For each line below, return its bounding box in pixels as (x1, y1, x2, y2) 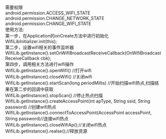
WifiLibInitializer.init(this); (5, 38, 57, 44)
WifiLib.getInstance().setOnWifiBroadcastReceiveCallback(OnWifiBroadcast (5, 50, 161, 56)
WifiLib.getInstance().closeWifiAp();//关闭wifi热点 (5, 122, 107, 127)
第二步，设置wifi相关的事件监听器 (5, 44, 74, 50)
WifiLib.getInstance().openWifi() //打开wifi (5, 67, 91, 73)
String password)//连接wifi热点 (5, 115, 69, 121)
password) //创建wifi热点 (5, 104, 56, 110)
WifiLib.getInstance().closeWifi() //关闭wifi (5, 74, 92, 79)
